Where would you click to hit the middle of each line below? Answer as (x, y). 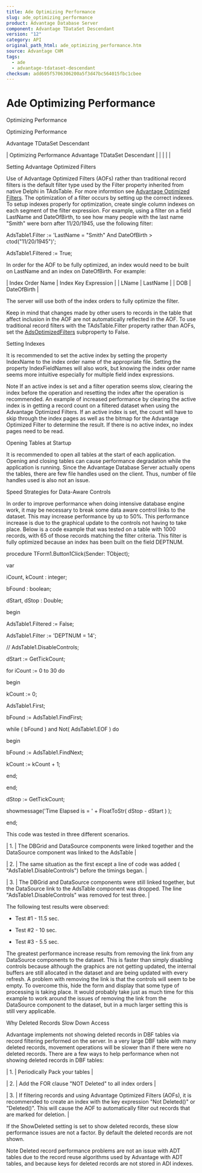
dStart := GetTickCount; (36, 659)
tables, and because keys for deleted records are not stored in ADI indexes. (100, 1164)
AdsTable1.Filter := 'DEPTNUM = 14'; (51, 636)
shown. (15, 1139)
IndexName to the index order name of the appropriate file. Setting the (93, 362)
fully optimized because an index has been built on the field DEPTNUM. (95, 542)
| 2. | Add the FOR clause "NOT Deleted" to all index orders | (81, 1084)
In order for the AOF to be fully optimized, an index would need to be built (97, 265)
